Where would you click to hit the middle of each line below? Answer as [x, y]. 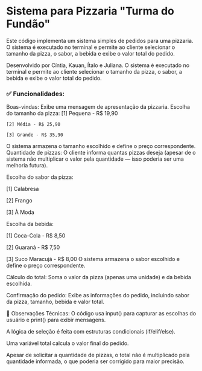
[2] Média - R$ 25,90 [33, 124]
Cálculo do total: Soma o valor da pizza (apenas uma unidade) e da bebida [99, 277]
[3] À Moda [20, 212]
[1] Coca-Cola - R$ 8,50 [36, 236]
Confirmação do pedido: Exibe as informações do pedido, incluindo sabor [98, 295]
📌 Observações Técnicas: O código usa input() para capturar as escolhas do [101, 314]
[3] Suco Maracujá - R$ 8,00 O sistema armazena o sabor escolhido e [93, 259]
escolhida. [19, 284]
